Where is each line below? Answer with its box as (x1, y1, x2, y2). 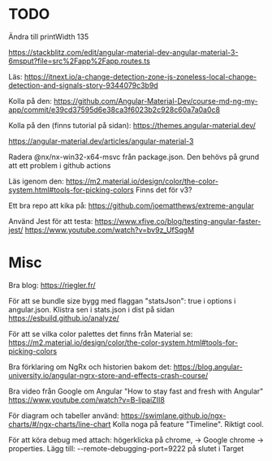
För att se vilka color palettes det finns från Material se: (8, 329, 193, 338)
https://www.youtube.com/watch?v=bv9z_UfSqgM (24, 225, 195, 235)
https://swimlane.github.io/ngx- (120, 411, 227, 420)
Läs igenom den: (8, 176, 65, 186)
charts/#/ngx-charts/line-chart (8, 419, 111, 429)
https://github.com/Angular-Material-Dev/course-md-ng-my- (54, 96, 258, 106)
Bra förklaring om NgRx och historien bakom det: (8, 362, 172, 372)
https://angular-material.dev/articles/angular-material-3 (8, 136, 194, 146)
